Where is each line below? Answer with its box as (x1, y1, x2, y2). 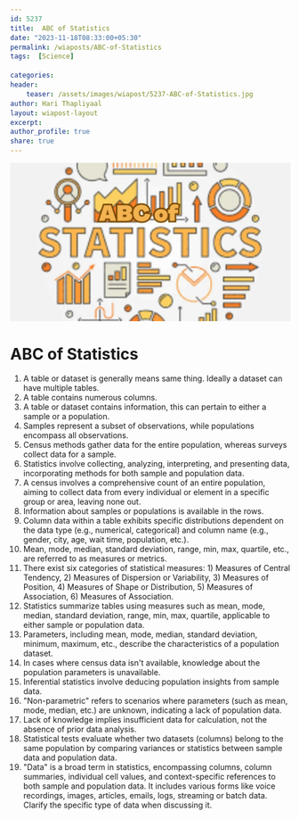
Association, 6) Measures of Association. (22, 591, 174, 602)
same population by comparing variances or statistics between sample (22, 743, 283, 754)
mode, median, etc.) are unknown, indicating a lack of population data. (22, 705, 282, 716)
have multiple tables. (22, 383, 100, 393)
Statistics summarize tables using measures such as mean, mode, (22, 600, 266, 611)
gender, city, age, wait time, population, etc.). (22, 534, 190, 545)
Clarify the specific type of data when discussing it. (22, 799, 213, 811)
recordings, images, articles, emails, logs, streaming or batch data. (22, 790, 268, 801)
